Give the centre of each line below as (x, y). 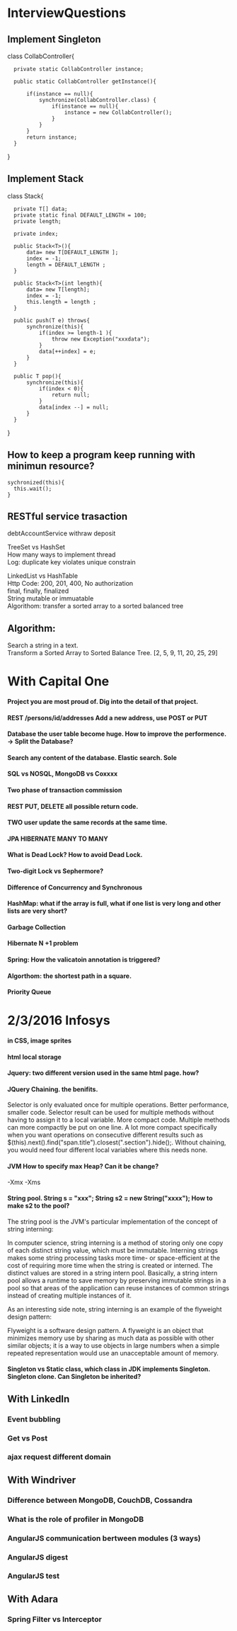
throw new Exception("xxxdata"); (101, 339)
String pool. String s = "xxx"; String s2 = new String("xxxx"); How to (110, 1198)
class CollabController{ (41, 56)
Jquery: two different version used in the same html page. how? (103, 1073)
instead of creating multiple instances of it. (70, 1295)
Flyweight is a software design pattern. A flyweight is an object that (105, 1330)
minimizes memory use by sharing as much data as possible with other (111, 1338)
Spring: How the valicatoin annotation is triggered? (84, 959)
